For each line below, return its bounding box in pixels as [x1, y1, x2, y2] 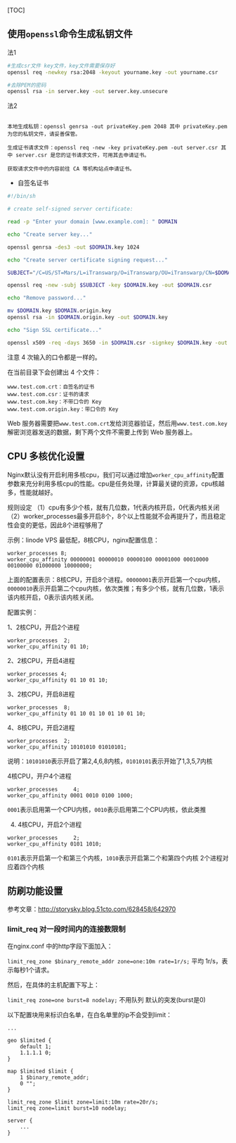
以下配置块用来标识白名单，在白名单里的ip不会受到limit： [7, 1011, 172, 1019]
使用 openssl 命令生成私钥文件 [7, 28, 133, 40]
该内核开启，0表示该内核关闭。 [7, 593, 98, 601]
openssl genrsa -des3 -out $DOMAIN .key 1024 [7, 243, 140, 251]
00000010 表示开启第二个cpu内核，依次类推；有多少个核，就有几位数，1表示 [7, 584, 225, 593]
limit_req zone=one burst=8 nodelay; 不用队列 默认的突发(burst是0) [7, 995, 206, 1003]
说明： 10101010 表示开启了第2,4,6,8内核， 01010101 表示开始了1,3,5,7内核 [7, 757, 213, 765]
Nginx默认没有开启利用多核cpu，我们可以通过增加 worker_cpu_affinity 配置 [7, 470, 225, 478]
